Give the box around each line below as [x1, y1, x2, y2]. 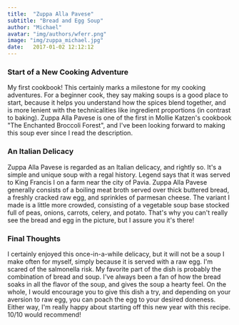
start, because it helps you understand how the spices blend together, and [7, 98, 226, 107]
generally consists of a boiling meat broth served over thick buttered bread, [7, 185, 230, 194]
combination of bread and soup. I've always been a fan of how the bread [7, 272, 221, 281]
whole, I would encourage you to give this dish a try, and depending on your [7, 287, 231, 296]
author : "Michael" [7, 24, 62, 31]
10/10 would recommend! [7, 310, 81, 319]
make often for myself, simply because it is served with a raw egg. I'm [7, 257, 213, 266]
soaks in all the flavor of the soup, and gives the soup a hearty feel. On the [7, 279, 227, 289]
